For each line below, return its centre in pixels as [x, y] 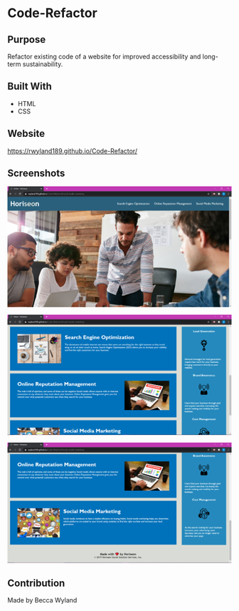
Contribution [36, 583]
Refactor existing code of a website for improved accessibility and [104, 56]
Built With [30, 87]
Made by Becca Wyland [42, 600]
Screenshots [36, 174]
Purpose [27, 40]
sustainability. [43, 64]
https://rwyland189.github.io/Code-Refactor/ [72, 150]
